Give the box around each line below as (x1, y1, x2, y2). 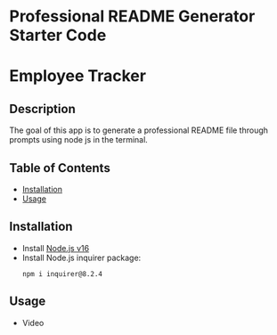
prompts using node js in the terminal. (9, 135, 149, 145)
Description (9, 101, 76, 117)
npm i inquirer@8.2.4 (21, 269, 102, 278)
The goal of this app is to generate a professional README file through (9, 125, 269, 135)
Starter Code (9, 25, 107, 45)
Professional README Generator (9, 6, 256, 27)
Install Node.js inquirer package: (21, 252, 142, 263)
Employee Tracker (9, 66, 147, 86)
